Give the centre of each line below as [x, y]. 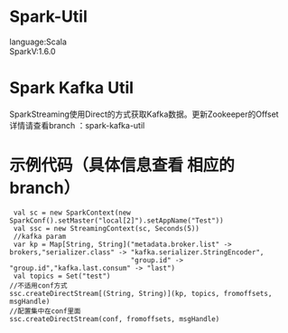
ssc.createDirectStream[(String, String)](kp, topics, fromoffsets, [141, 293]
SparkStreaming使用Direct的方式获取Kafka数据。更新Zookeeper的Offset [144, 114]
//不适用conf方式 [38, 285]
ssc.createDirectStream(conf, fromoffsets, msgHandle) [115, 319]
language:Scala [38, 42]
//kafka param [40, 236]
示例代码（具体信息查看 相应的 [122, 166]
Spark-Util [49, 17]
